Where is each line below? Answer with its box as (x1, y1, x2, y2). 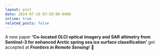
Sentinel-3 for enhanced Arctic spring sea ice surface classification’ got (5, 39, 155, 45)
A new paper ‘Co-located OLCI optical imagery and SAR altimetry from (5, 34, 151, 40)
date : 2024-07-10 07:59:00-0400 (5, 12, 71, 17)
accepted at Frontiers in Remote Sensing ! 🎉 (5, 44, 94, 50)
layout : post (5, 7, 32, 12)
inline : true (5, 16, 32, 21)
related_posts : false (5, 20, 49, 26)
